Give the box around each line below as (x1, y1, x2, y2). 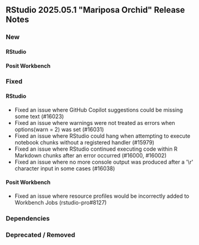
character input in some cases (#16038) (14, 165, 115, 172)
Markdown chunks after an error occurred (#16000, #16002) (14, 151, 167, 159)
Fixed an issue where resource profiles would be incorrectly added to (14, 192, 190, 200)
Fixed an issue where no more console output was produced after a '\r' (14, 158, 194, 165)
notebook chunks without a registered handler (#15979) (14, 138, 155, 146)
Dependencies (5, 214, 50, 222)
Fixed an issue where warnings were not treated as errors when (14, 119, 175, 126)
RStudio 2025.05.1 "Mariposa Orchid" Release (5, 5, 186, 15)
